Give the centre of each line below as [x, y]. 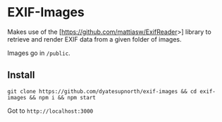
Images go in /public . [39, 53]
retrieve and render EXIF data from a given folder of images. [94, 39]
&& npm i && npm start [63, 97]
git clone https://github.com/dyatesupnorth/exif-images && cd [102, 91]
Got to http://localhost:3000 [50, 111]
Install [21, 75]
